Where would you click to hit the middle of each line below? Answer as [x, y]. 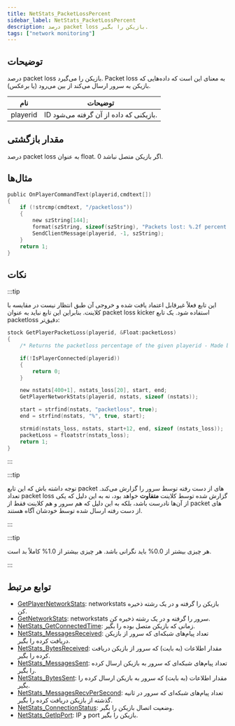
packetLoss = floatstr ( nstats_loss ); [75, 435]
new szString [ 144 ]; [61, 221]
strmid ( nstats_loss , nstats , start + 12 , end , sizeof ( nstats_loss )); [122, 428]
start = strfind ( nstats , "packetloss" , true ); [89, 409]
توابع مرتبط [29, 587]
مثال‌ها [20, 179]
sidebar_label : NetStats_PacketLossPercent [72, 20]
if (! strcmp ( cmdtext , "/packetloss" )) [76, 208]
